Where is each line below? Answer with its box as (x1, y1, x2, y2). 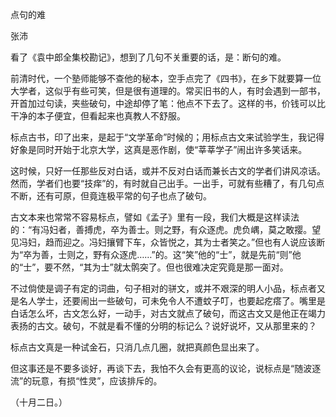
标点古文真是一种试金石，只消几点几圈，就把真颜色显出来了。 (10, 341, 265, 353)
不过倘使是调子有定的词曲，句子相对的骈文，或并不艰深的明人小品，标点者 (10, 283, 317, 294)
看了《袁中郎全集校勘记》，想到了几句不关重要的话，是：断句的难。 (10, 51, 287, 63)
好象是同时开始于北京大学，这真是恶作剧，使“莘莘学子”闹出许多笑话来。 (10, 144, 308, 155)
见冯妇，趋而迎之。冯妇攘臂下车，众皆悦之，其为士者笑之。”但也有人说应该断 (10, 236, 326, 248)
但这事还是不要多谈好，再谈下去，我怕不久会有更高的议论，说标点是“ (10, 363, 295, 374)
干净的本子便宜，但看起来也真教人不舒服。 (10, 110, 186, 122)
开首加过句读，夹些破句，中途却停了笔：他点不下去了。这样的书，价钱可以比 (10, 98, 326, 109)
